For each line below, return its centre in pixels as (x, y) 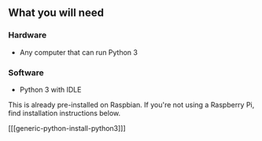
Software (26, 72)
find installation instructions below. (64, 113)
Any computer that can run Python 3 (78, 52)
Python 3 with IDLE (50, 89)
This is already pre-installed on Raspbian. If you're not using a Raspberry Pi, (131, 104)
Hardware (28, 35)
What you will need (56, 13)
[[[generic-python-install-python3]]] (67, 128)
